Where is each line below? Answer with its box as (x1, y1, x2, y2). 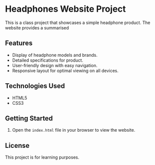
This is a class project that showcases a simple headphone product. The (5, 20, 151, 25)
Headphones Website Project (5, 3, 126, 15)
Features (5, 39, 33, 47)
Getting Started (5, 114, 53, 122)
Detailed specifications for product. (12, 57, 83, 63)
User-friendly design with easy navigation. (12, 62, 97, 68)
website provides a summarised (5, 24, 69, 30)
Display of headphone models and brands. (12, 52, 97, 58)
